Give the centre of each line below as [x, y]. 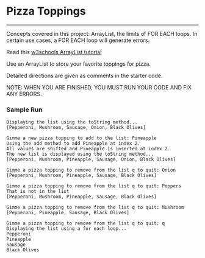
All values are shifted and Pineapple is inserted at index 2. [88, 149]
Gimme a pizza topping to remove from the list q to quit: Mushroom [95, 207]
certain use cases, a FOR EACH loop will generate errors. [78, 40]
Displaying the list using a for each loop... [67, 229]
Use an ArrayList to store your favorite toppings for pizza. [79, 64]
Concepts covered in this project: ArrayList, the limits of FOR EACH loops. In [102, 33]
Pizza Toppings [46, 11]
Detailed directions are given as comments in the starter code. [85, 75]
